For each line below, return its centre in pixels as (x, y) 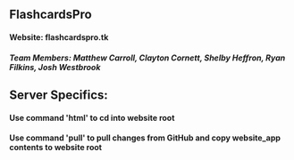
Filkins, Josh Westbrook (55, 67)
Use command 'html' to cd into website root (92, 117)
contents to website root (56, 148)
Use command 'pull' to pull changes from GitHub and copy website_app (145, 138)
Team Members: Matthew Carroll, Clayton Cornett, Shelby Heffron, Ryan (147, 58)
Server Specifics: (59, 95)
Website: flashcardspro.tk (59, 37)
